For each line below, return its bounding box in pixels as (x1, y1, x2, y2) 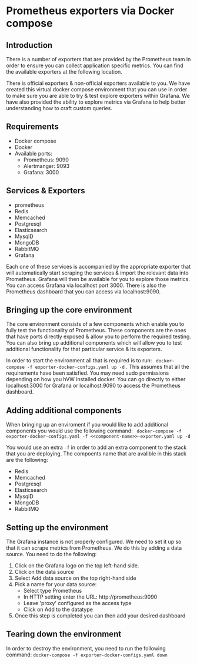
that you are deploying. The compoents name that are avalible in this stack (6, 450, 187, 457)
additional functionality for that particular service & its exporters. (6, 346, 163, 353)
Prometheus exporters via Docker (6, 4, 175, 18)
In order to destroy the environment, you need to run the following (6, 645, 166, 652)
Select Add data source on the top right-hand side (14, 574, 136, 582)
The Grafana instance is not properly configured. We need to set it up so (6, 538, 182, 546)
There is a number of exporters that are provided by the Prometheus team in (6, 56, 191, 62)
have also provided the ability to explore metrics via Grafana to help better (6, 98, 186, 105)
